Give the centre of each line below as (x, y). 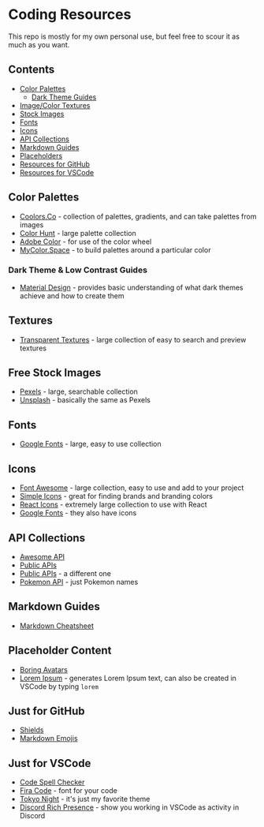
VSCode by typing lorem (59, 686)
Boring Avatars (44, 669)
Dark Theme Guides (64, 97)
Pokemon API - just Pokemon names (79, 582)
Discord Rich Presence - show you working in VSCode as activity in (129, 807)
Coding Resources (70, 15)
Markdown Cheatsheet (57, 626)
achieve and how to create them (72, 296)
